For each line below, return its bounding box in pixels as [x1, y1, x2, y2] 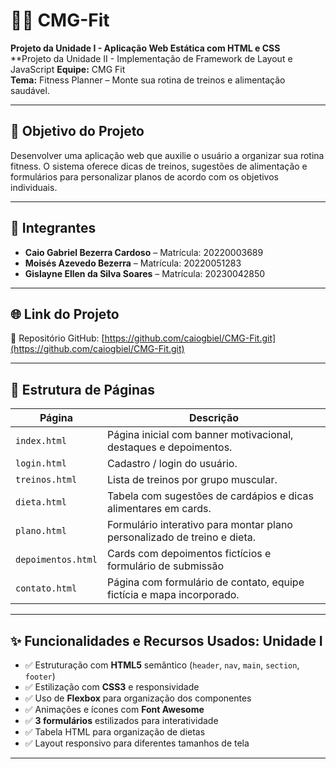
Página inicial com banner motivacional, [106, 428, 294, 442]
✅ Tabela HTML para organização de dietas [24, 726, 206, 738]
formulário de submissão [106, 559, 225, 573]
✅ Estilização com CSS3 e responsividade [24, 681, 200, 693]
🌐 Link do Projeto [10, 305, 120, 323]
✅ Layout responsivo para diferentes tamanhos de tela [24, 737, 250, 749]
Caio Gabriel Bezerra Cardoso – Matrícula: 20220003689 [24, 246, 264, 258]
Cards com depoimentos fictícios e [106, 547, 272, 561]
